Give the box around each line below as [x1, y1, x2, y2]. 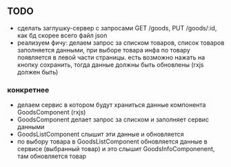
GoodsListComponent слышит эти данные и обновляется [17, 130, 184, 139]
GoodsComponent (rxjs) [17, 108, 86, 117]
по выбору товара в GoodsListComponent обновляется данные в [17, 137, 208, 146]
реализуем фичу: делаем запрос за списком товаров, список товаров [17, 38, 225, 47]
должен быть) [17, 68, 59, 76]
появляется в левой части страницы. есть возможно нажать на [17, 53, 205, 61]
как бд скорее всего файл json [17, 31, 108, 39]
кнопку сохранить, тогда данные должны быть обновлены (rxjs [17, 60, 205, 68]
